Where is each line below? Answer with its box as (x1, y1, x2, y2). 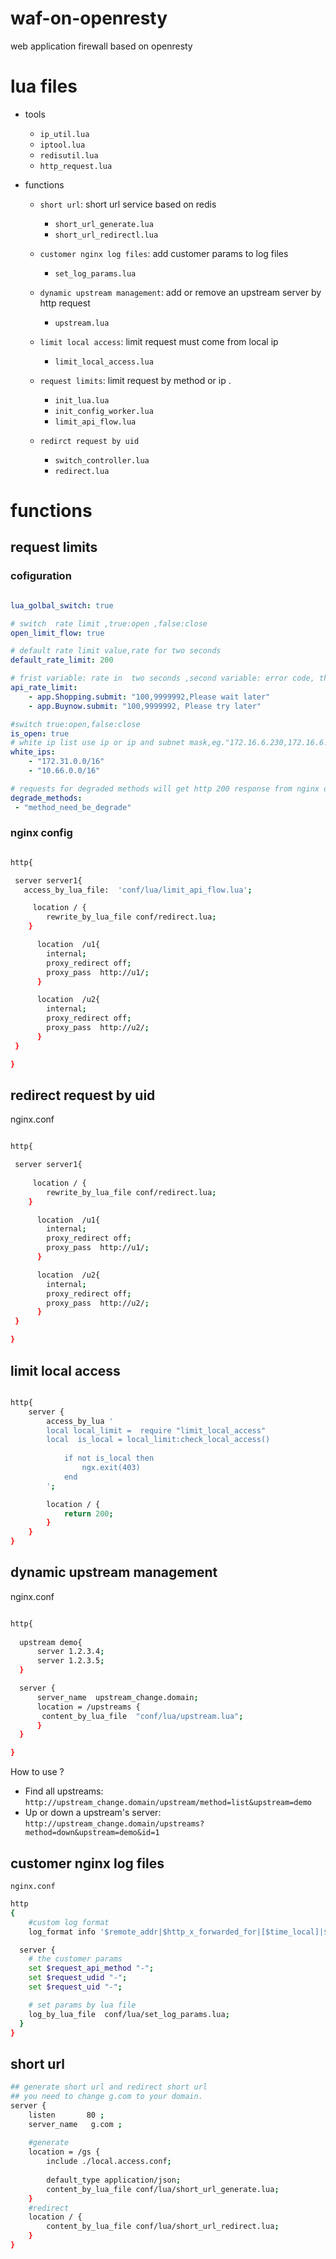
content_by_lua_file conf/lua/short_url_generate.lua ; (46, 2184, 280, 2194)
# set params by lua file (28, 2000, 137, 2010)
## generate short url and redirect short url (10, 2082, 208, 2092)
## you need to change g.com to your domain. (10, 2092, 203, 2102)
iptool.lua (39, 140, 86, 150)
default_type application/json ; (46, 2175, 182, 2185)
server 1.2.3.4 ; (36, 1647, 105, 1657)
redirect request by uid (10, 1087, 156, 1104)
